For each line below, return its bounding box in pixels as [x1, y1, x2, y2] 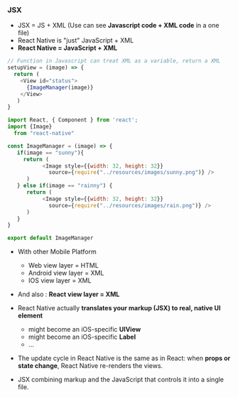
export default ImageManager [7, 234, 94, 242]
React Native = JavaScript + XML [17, 44, 118, 53]
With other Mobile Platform [17, 247, 97, 256]
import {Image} [7, 123, 53, 131]
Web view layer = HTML [28, 261, 99, 270]
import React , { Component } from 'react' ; [7, 116, 139, 124]
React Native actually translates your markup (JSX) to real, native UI [17, 304, 221, 312]
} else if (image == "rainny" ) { [16, 183, 113, 190]
